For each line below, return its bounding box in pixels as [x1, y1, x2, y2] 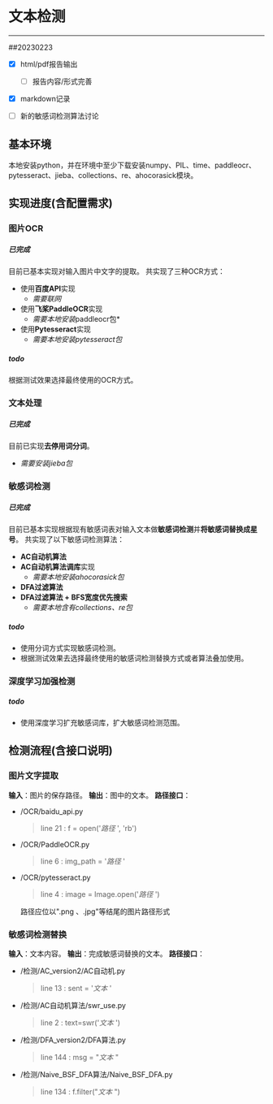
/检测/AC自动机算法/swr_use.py [19, 1000, 126, 1010]
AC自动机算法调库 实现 [19, 562, 96, 572]
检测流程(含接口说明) [8, 744, 113, 758]
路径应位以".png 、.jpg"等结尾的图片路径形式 [19, 907, 171, 916]
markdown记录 [19, 94, 71, 104]
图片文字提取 [8, 770, 59, 781]
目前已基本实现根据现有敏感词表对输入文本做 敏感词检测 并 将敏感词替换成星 [8, 525, 258, 535]
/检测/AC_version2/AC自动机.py [19, 966, 126, 976]
